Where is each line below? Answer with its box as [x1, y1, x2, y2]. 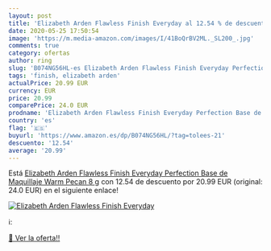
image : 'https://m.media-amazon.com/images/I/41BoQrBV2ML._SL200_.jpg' [8, 34, 254, 43]
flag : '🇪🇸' [8, 124, 48, 132]
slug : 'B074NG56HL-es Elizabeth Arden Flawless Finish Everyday [8, 64, 229, 72]
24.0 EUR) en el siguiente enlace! [8, 186, 119, 195]
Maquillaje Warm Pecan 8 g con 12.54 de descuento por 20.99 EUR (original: [8, 177, 263, 187]
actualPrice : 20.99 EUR [8, 79, 89, 87]
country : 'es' [8, 117, 56, 125]
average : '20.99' [8, 146, 67, 154]
